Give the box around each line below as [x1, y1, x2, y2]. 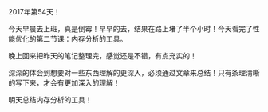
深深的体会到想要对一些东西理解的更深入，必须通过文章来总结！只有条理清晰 [8, 68, 260, 78]
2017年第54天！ [8, 7, 61, 16]
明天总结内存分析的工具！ [8, 95, 93, 104]
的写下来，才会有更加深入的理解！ [8, 78, 120, 87]
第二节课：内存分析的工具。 [35, 34, 128, 43]
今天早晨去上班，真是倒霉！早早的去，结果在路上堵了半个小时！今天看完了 [8, 24, 253, 34]
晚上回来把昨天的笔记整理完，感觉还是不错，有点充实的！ [8, 51, 197, 60]
